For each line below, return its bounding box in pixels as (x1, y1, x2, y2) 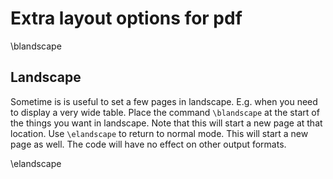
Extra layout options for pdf (10, 7, 243, 30)
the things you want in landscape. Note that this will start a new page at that (10, 117, 323, 129)
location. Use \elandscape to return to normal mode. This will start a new (10, 127, 309, 139)
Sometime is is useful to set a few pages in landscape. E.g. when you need (10, 95, 318, 107)
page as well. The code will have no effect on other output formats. (10, 138, 287, 150)
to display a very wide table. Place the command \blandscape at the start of (10, 106, 320, 118)
